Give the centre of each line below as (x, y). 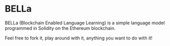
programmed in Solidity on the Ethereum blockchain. (60, 28)
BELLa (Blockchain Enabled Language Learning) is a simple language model (85, 23)
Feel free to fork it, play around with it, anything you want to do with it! (79, 38)
